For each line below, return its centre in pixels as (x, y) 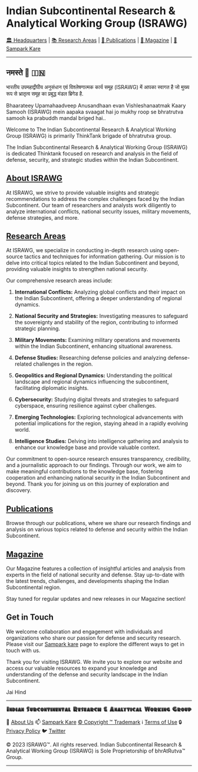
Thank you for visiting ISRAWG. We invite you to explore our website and (94, 662)
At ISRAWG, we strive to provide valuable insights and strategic (83, 193)
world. (22, 430)
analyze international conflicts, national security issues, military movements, (99, 211)
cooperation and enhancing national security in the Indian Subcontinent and (98, 478)
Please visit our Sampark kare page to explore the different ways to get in (95, 644)
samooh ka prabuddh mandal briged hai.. (56, 118)
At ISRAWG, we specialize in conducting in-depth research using (85, 250)
